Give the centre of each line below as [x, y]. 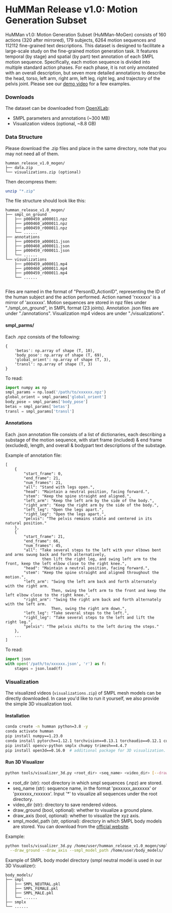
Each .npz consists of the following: [43, 337]
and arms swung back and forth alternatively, [56, 555]
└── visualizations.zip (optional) [43, 172]
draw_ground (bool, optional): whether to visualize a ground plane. [83, 810]
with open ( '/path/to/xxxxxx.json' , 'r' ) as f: [56, 664]
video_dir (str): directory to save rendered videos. [65, 805]
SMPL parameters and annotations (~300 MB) [61, 118]
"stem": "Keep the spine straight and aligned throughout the [91, 573]
